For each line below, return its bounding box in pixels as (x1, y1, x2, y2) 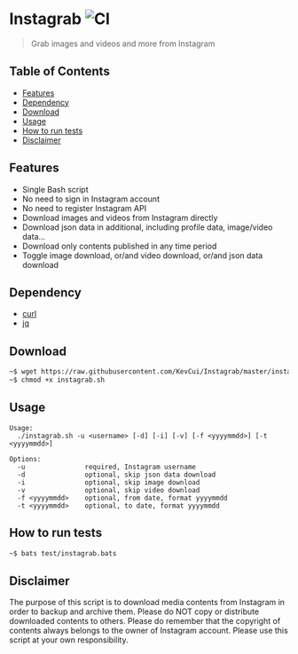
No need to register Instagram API (21, 202, 147, 213)
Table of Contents (9, 64, 111, 79)
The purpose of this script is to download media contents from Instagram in (9, 597, 286, 608)
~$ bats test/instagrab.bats (9, 548, 117, 558)
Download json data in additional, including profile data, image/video (21, 222, 273, 232)
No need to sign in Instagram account (21, 193, 160, 204)
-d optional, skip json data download (17, 470, 216, 479)
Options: (9, 454, 42, 463)
